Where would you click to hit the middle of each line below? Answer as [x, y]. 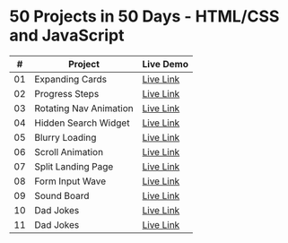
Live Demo [166, 64]
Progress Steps [67, 93]
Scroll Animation [69, 152]
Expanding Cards [71, 79]
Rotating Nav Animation [84, 108]
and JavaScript [67, 35]
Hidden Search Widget [82, 123]
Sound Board [62, 195]
